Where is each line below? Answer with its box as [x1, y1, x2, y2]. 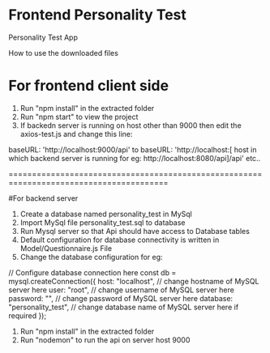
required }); [8, 310, 47, 321]
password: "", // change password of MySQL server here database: [8, 293, 234, 303]
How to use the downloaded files [8, 48, 119, 57]
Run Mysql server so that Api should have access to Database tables [19, 226, 250, 236]
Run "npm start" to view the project [19, 112, 139, 121]
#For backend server [8, 193, 79, 203]
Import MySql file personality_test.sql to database [19, 217, 186, 228]
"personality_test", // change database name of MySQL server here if [8, 302, 239, 312]
